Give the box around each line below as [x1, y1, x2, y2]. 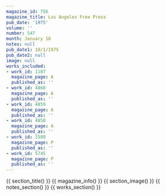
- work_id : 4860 [6, 85, 46, 91]
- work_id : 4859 [6, 101, 46, 107]
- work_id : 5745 [6, 150, 46, 156]
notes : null [6, 42, 35, 48]
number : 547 [6, 31, 35, 36]
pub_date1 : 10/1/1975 [6, 47, 59, 53]
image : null [6, 58, 35, 63]
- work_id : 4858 [6, 118, 46, 124]
